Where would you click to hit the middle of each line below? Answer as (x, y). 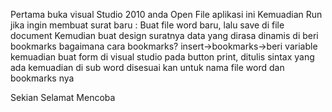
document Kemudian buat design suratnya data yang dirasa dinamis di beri (164, 35)
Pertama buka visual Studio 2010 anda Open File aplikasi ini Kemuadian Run (166, 14)
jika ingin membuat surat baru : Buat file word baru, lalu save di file (147, 25)
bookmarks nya (42, 78)
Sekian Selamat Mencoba (63, 97)
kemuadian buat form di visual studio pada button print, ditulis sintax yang (162, 57)
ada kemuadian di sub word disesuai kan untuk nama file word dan (147, 67)
